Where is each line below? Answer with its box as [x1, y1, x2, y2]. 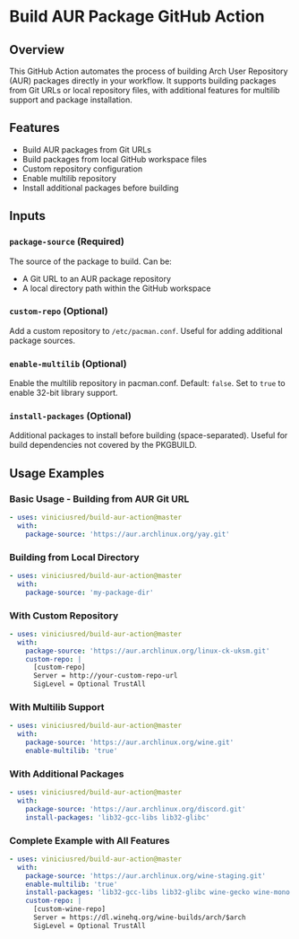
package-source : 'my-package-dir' [25, 588, 154, 597]
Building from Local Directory [9, 550, 141, 563]
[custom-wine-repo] [32, 905, 106, 914]
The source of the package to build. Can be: [9, 256, 172, 267]
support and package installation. [9, 94, 132, 105]
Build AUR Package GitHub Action [9, 6, 266, 27]
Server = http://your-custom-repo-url [32, 671, 178, 680]
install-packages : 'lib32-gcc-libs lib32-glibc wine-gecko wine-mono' [25, 888, 295, 897]
